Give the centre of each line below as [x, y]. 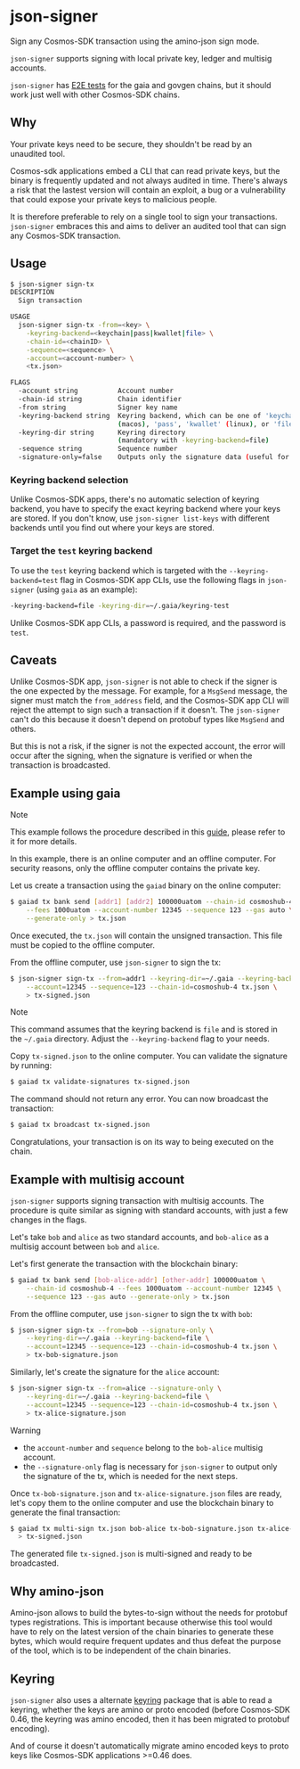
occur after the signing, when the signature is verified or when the [131, 756]
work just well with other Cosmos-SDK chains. [95, 95]
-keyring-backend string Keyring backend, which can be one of [140, 416]
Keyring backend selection [69, 480]
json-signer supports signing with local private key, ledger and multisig [141, 58]
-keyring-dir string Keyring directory [102, 432]
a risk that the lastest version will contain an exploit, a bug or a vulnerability [148, 190]
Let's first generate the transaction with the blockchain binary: [124, 1263]
